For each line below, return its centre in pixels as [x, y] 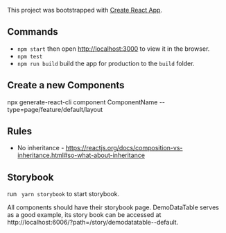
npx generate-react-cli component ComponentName [82, 102]
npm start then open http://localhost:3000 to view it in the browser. [113, 49]
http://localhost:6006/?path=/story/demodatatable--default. [93, 223]
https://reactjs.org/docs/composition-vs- [124, 148]
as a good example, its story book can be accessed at [84, 215]
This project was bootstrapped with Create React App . [85, 10]
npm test [30, 56]
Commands [33, 32]
